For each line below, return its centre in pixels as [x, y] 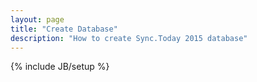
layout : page [37, 19]
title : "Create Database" [64, 29]
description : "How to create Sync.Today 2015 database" [129, 38]
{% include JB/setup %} [60, 67]
